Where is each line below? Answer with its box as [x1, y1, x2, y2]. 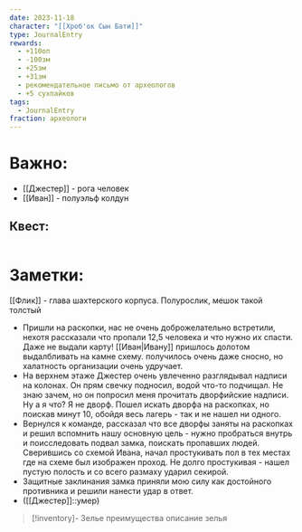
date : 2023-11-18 [9, 13, 75, 23]
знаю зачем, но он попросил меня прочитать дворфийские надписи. [22, 389, 289, 400]
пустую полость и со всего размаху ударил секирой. [22, 466, 229, 477]
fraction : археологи [9, 114, 88, 123]
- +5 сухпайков [17, 89, 75, 98]
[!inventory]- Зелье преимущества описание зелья [31, 512, 228, 523]
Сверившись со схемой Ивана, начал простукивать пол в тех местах [22, 447, 291, 458]
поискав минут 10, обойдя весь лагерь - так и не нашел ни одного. [22, 408, 282, 419]
